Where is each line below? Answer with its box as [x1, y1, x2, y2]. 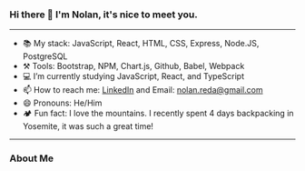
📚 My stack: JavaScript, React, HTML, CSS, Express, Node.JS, [22, 38, 260, 49]
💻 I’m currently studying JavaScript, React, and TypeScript [22, 71, 245, 82]
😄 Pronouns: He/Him [22, 97, 103, 108]
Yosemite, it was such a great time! [22, 121, 154, 132]
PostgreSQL [22, 51, 68, 62]
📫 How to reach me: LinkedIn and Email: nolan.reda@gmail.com [22, 85, 263, 96]
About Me [9, 152, 54, 165]
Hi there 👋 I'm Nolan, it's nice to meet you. [9, 8, 198, 21]
